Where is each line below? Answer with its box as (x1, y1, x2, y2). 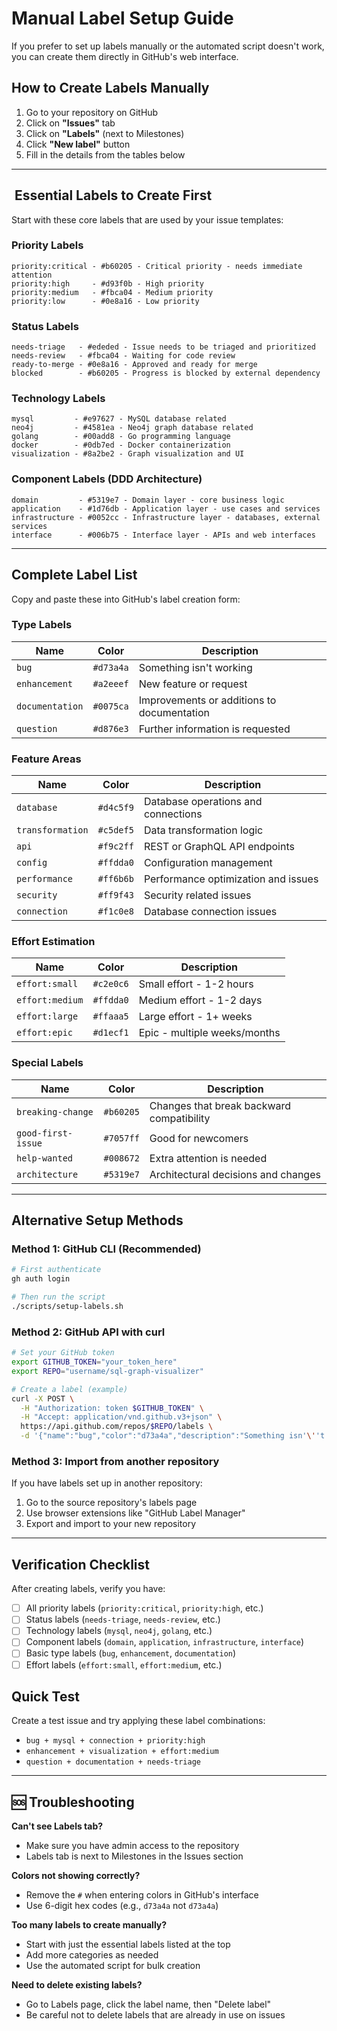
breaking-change (16, 1106, 94, 1117)
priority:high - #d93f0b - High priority (11, 278, 204, 289)
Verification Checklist (11, 1556, 151, 1573)
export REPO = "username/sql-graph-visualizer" (11, 1366, 204, 1376)
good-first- (16, 1127, 74, 1139)
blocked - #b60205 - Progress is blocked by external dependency (11, 368, 321, 379)
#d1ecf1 (92, 1027, 129, 1039)
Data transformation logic (143, 823, 264, 837)
